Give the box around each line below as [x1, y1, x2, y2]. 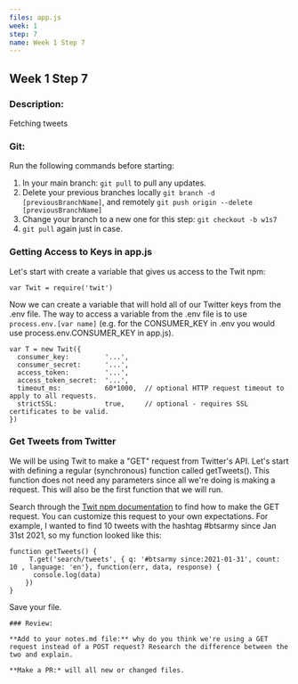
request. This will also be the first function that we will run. [9, 483, 224, 495]
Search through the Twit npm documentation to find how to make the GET [9, 501, 280, 512]
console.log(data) [32, 570, 101, 580]
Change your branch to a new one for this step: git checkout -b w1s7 [21, 214, 278, 225]
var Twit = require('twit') [9, 283, 114, 293]
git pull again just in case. [21, 224, 123, 235]
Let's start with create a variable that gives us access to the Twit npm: [9, 266, 266, 276]
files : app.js [9, 12, 62, 22]
